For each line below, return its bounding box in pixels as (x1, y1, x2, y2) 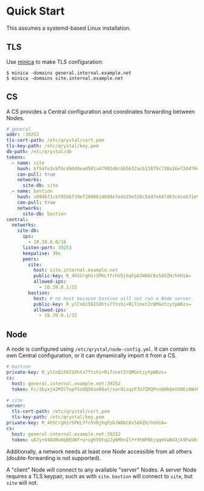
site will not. (6, 479, 38, 486)
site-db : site (22, 182, 59, 189)
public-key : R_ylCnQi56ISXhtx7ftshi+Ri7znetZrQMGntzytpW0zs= (33, 301, 191, 307)
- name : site (12, 160, 45, 166)
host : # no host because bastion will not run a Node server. (33, 295, 194, 301)
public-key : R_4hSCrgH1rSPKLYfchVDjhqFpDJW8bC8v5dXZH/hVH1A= (33, 273, 191, 279)
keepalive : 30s (22, 250, 61, 256)
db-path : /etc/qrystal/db (6, 149, 72, 155)
